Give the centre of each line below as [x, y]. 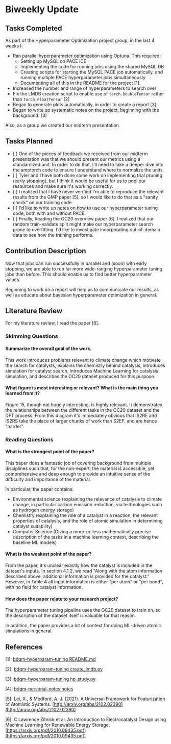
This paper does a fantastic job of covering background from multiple [78, 463]
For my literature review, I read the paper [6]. [52, 323]
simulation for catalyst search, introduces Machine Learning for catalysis [82, 370]
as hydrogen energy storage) [43, 510]
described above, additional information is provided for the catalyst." [77, 576]
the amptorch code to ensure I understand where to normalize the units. [88, 170]
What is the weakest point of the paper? [48, 554]
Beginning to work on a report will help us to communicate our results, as [82, 289]
